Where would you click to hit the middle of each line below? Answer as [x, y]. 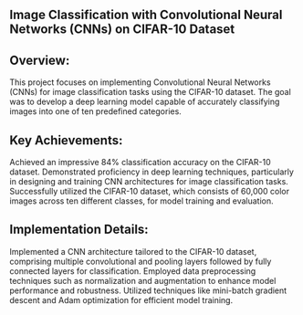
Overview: [40, 60]
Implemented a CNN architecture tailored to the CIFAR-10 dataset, [133, 251]
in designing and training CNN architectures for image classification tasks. [149, 182]
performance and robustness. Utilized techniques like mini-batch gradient [148, 290]
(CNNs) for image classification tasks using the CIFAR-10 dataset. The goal [151, 92]
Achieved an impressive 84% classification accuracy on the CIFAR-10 [140, 163]
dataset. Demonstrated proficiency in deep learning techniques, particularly [152, 172]
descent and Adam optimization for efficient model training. [121, 299]
